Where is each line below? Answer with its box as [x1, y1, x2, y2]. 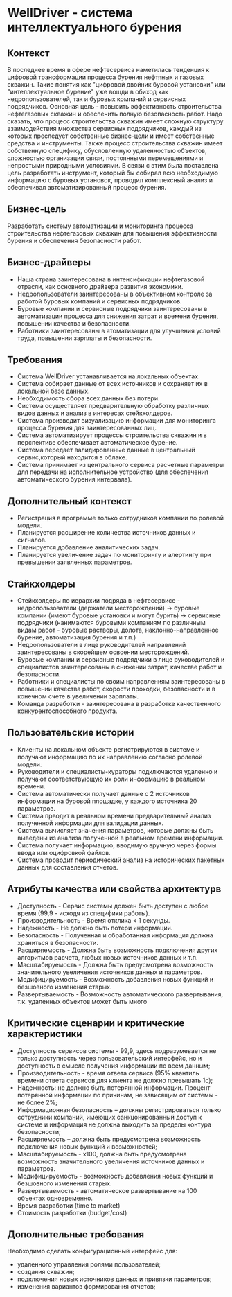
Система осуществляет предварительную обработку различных [17, 402, 210, 410]
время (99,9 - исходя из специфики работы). [17, 909, 150, 917]
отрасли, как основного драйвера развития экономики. [17, 282, 184, 290]
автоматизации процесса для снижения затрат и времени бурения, [17, 312, 219, 320]
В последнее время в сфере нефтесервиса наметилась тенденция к [7, 66, 210, 73]
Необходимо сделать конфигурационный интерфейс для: [7, 1247, 178, 1255]
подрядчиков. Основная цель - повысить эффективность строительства [7, 103, 222, 110]
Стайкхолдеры [7, 578, 75, 590]
